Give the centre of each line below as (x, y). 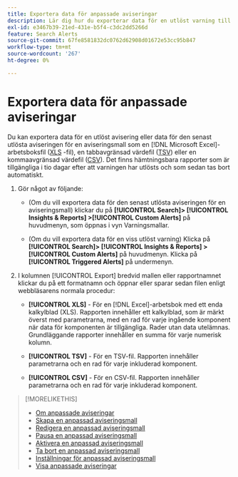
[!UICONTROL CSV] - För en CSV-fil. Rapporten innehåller (114, 377)
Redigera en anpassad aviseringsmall (90, 428)
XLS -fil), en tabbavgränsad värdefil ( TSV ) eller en (123, 152)
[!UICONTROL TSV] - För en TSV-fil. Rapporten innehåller (113, 356)
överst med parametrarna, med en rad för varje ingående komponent (129, 319)
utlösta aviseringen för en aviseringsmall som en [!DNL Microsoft (103, 144)
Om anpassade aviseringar (75, 412)
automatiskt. (26, 175)
